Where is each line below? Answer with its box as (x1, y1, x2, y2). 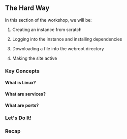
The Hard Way (5, 4, 50, 12)
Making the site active (12, 55, 58, 61)
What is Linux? (5, 80, 36, 86)
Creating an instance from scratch (12, 27, 82, 33)
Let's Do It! (5, 114, 32, 121)
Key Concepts (5, 68, 40, 74)
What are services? (5, 91, 46, 97)
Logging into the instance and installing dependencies (12, 36, 122, 42)
